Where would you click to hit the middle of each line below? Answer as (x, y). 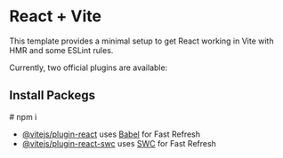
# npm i (23, 116)
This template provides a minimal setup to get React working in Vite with (141, 41)
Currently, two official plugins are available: (89, 67)
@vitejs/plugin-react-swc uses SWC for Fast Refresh (119, 143)
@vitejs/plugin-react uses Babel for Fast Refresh (111, 134)
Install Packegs (53, 95)
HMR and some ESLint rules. (61, 50)
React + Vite (56, 16)
